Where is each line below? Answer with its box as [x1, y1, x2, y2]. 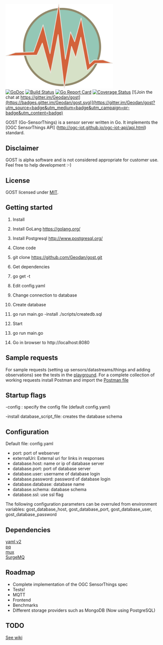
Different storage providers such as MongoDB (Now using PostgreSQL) [12, 607, 156, 613]
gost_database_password [5, 512, 57, 517]
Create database [12, 301, 46, 307]
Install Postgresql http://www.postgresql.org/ [12, 235, 103, 241]
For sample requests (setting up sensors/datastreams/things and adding [5, 366, 150, 372]
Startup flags [5, 391, 46, 399]
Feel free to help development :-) [5, 162, 72, 168]
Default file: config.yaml [5, 441, 54, 447]
